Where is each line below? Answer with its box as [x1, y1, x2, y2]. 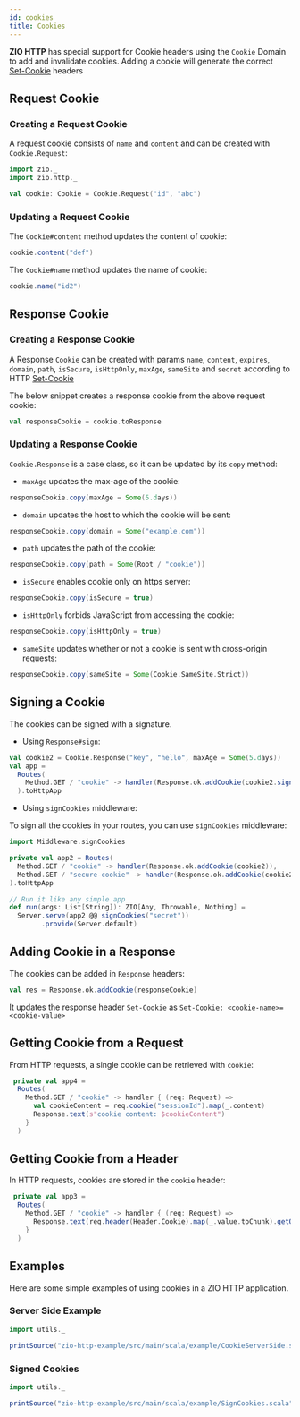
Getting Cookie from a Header [9, 1151, 179, 1166]
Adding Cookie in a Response [9, 944, 176, 960]
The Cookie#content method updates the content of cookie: [9, 231, 228, 242]
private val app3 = [12, 1192, 87, 1201]
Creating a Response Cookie [9, 333, 136, 346]
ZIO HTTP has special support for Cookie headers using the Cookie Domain [9, 46, 287, 56]
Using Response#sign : [21, 736, 101, 747]
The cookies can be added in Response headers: [9, 968, 186, 978]
